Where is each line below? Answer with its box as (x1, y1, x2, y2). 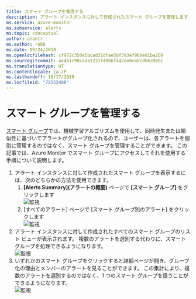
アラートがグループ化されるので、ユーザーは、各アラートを (42, 135, 185, 142)
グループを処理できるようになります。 (14, 242, 106, 250)
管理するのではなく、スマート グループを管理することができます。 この (16, 142, 188, 149)
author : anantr (6, 36, 43, 42)
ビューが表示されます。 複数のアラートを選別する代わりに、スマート (21, 235, 186, 242)
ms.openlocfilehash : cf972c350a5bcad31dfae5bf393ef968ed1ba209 (6, 52, 164, 58)
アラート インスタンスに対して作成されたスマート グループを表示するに (14, 169, 186, 176)
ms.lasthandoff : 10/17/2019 (6, 74, 75, 80)
